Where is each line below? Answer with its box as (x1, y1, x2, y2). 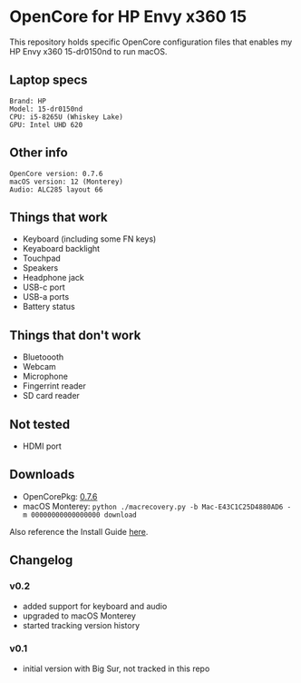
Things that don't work (9, 327, 141, 342)
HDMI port (22, 440, 62, 451)
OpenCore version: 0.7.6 (9, 169, 103, 178)
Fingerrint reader (22, 381, 86, 391)
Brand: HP (9, 96, 47, 105)
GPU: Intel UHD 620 (9, 120, 83, 129)
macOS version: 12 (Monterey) (9, 177, 124, 186)
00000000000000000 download (31, 510, 138, 520)
